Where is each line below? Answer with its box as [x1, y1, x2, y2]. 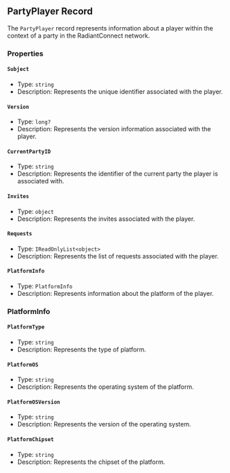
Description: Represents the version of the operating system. [17, 420, 192, 429]
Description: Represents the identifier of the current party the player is [17, 169, 218, 178]
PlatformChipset [7, 436, 54, 443]
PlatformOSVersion [7, 399, 60, 406]
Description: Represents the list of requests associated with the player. [17, 251, 220, 260]
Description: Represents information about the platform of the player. [17, 289, 214, 297]
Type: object [17, 207, 54, 215]
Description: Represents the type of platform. [17, 345, 147, 354]
